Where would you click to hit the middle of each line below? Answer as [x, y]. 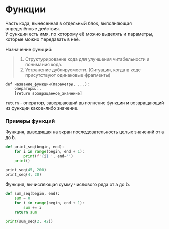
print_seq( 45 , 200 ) [26, 170]
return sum [26, 212]
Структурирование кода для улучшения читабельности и [87, 59]
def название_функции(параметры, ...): [47, 84]
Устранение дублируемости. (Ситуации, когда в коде [83, 70]
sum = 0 [22, 198]
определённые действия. [33, 28]
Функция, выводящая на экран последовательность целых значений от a [85, 132]
